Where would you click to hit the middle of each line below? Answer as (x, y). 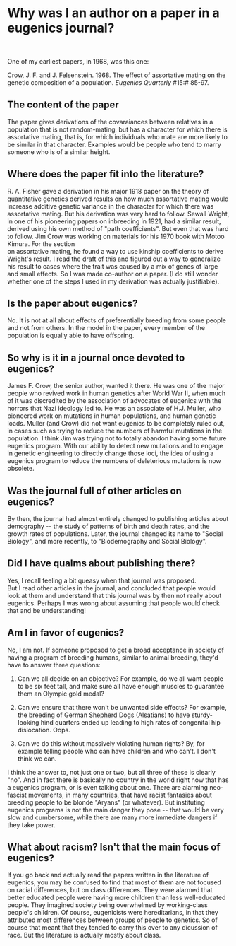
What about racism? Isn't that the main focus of (114, 847)
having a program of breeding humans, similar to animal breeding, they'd (113, 657)
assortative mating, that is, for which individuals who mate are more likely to (117, 136)
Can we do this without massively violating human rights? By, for (111, 743)
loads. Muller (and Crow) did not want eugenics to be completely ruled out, (116, 424)
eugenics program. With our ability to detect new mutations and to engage (115, 446)
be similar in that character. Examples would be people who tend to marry (114, 144)
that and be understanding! (47, 610)
